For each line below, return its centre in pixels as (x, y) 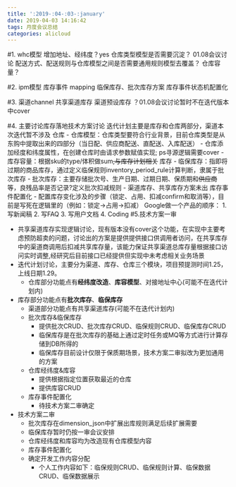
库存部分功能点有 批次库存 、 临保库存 (70, 300)
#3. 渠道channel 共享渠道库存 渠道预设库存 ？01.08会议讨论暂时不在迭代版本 (118, 102)
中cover (19, 111)
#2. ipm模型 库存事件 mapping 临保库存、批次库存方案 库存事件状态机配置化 (118, 87)
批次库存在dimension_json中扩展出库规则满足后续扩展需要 (112, 423)
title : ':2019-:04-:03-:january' (56, 14)
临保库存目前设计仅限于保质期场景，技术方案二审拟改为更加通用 (131, 353)
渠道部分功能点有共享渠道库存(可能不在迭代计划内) (101, 308)
